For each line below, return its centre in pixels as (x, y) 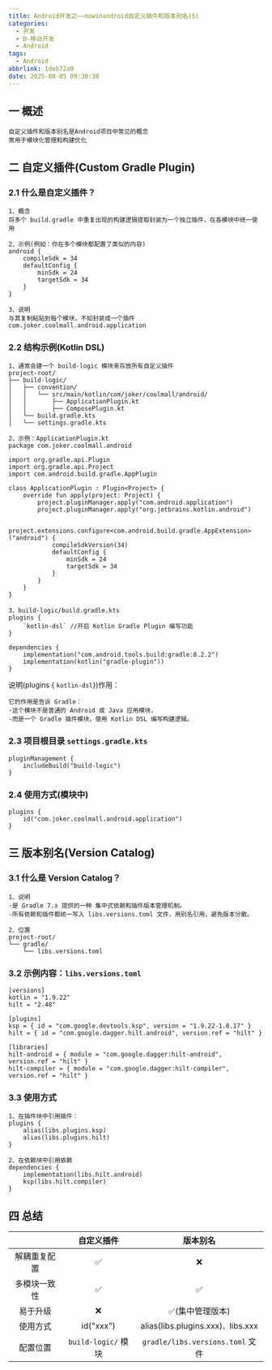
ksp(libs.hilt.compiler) (65, 1182)
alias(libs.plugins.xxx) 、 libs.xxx (200, 1326)
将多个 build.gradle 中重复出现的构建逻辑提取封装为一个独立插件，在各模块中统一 (130, 220)
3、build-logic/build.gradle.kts (64, 611)
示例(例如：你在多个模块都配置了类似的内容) (82, 244)
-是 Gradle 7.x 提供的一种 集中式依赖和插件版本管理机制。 (97, 906)
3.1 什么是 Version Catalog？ (65, 878)
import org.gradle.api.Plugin (59, 460)
